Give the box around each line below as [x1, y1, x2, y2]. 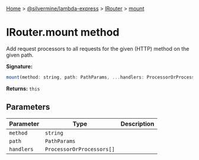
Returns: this [6, 85, 40, 92]
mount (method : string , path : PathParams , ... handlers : [6, 74, 145, 80]
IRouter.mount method [6, 26, 120, 39]
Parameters [6, 102, 50, 112]
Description [120, 119, 155, 128]
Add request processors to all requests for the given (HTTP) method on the [6, 45, 190, 52]
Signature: [6, 63, 33, 70]
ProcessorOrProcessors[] [44, 146, 115, 152]
